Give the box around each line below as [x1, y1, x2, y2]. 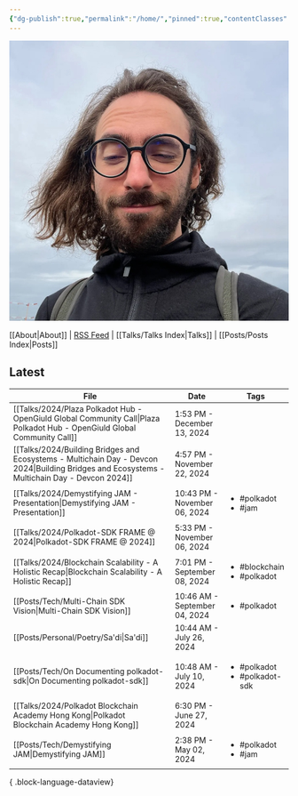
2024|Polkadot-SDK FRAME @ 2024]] [12, 536, 156, 547]
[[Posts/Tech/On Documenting [12, 666, 125, 677]
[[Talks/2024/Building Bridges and [12, 445, 140, 455]
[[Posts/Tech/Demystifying [12, 739, 112, 751]
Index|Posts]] [9, 339, 59, 350]
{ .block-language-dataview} [9, 776, 114, 787]
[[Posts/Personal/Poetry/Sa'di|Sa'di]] [12, 631, 149, 642]
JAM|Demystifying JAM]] [12, 749, 106, 760]
